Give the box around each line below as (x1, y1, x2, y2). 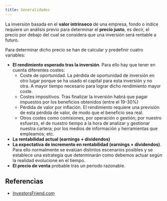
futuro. (5, 37, 19, 43)
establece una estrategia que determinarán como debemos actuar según (12, 152, 163, 158)
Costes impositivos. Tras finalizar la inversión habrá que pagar (19, 93, 148, 99)
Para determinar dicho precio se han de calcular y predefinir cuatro (5, 46, 144, 52)
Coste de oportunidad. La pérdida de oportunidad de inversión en (19, 72, 155, 78)
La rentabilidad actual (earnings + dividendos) (12, 136, 111, 142)
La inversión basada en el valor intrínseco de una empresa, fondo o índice (5, 21, 159, 27)
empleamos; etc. (19, 130, 54, 136)
